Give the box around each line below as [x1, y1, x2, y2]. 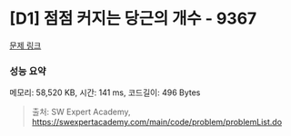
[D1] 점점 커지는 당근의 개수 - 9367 [9, 8, 257, 29]
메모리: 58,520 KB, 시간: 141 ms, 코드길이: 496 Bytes [9, 87, 201, 98]
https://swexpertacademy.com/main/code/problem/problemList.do [31, 117, 283, 128]
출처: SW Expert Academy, [31, 106, 131, 118]
